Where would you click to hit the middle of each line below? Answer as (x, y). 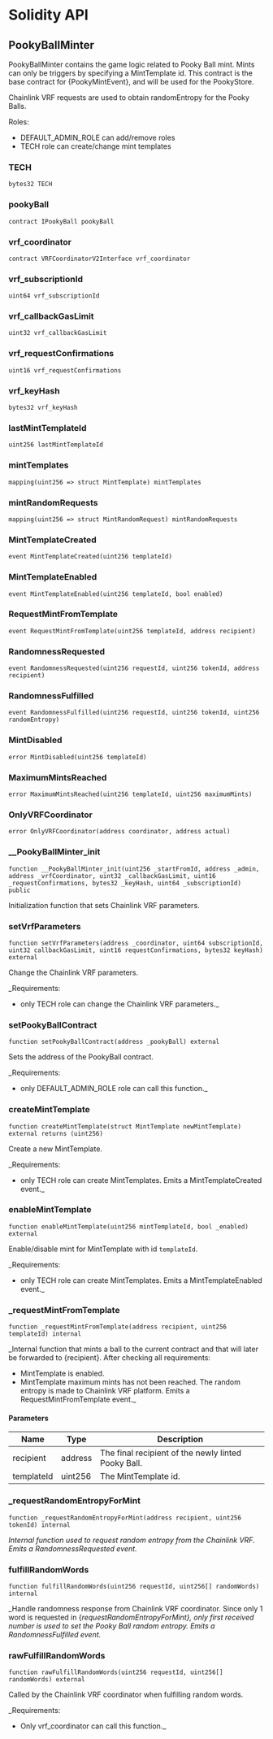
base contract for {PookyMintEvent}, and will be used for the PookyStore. (131, 82)
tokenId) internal (39, 1525)
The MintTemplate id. (140, 1476)
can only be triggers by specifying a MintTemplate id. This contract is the (131, 73)
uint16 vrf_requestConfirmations (65, 370)
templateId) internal (45, 1334)
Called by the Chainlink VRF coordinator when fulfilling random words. (126, 1695)
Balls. (17, 106)
